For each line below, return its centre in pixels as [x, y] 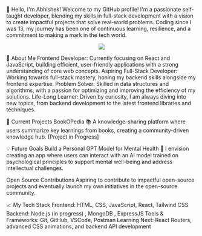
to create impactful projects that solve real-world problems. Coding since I [99, 22]
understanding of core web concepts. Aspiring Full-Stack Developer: [92, 71]
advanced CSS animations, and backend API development [79, 226]
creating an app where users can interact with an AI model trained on [93, 155]
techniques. [21, 110]
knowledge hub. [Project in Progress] [53, 137]
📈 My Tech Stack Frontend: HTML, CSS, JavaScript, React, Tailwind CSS [97, 205]
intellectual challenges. [35, 168]
